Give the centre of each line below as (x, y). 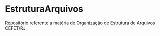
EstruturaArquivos (44, 9)
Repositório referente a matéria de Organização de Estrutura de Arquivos (80, 23)
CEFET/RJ (15, 28)
